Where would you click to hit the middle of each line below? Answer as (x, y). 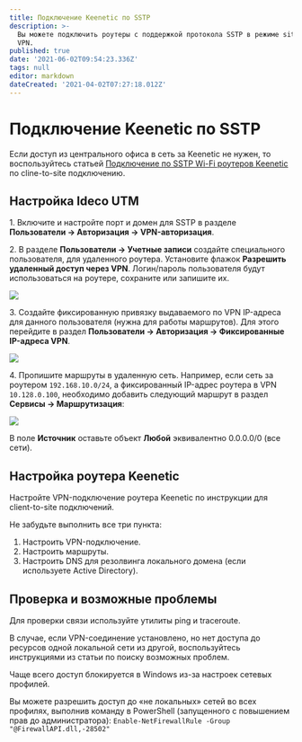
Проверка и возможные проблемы (113, 599)
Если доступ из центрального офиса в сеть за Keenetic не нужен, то (140, 154)
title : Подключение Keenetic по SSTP (80, 18)
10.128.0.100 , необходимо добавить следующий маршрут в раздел (139, 394)
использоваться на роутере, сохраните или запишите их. (120, 278)
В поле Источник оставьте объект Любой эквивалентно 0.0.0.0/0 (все (145, 438)
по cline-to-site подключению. (67, 172)
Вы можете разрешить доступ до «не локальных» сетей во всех (133, 701)
